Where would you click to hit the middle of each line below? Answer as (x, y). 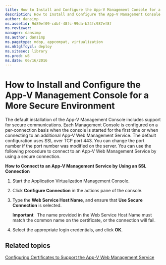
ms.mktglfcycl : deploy (28, 47)
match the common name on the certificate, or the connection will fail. (84, 220)
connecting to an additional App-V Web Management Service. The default (81, 135)
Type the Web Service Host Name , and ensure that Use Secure (77, 200)
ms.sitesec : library (27, 51)
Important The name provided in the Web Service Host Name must (82, 215)
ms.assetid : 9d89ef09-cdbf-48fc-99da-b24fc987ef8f (58, 24)
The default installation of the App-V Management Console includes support (83, 120)
